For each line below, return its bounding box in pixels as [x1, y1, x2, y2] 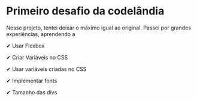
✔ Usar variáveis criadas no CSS [6, 65, 87, 73]
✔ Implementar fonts [6, 77, 57, 84]
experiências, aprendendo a [6, 30, 75, 37]
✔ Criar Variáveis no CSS [6, 54, 68, 61]
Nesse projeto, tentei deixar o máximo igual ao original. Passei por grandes [6, 24, 192, 31]
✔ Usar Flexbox [6, 42, 45, 49]
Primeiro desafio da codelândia [6, 4, 165, 18]
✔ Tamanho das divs [6, 88, 57, 96]
